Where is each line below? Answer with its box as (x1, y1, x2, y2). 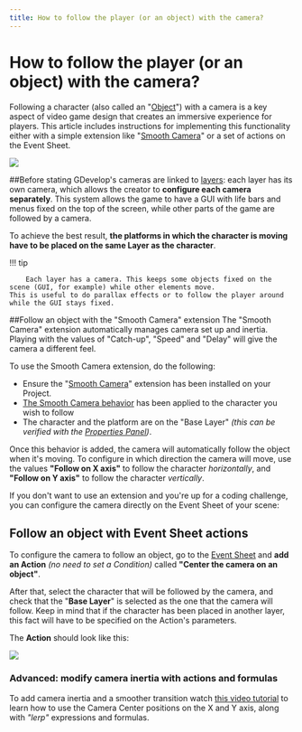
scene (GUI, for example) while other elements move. (9, 282, 216, 292)
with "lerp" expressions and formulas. (9, 711, 150, 723)
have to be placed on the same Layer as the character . (9, 239, 216, 250)
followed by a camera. (9, 212, 92, 223)
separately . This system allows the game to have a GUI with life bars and (9, 193, 281, 204)
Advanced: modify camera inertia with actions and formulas (9, 672, 278, 685)
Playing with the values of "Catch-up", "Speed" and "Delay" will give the (9, 333, 278, 344)
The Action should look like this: (9, 633, 129, 643)
